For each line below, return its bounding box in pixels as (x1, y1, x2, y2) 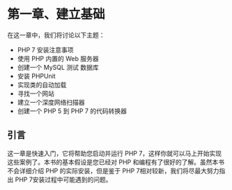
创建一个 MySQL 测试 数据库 (17, 63, 99, 71)
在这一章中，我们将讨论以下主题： (7, 31, 105, 39)
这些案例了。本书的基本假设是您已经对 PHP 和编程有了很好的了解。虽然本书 (7, 158, 225, 166)
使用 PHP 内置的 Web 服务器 (17, 54, 99, 63)
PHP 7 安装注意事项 (17, 45, 74, 54)
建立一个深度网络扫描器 (17, 98, 85, 106)
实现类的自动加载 (17, 80, 67, 89)
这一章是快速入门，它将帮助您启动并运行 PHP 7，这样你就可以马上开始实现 (7, 149, 222, 157)
